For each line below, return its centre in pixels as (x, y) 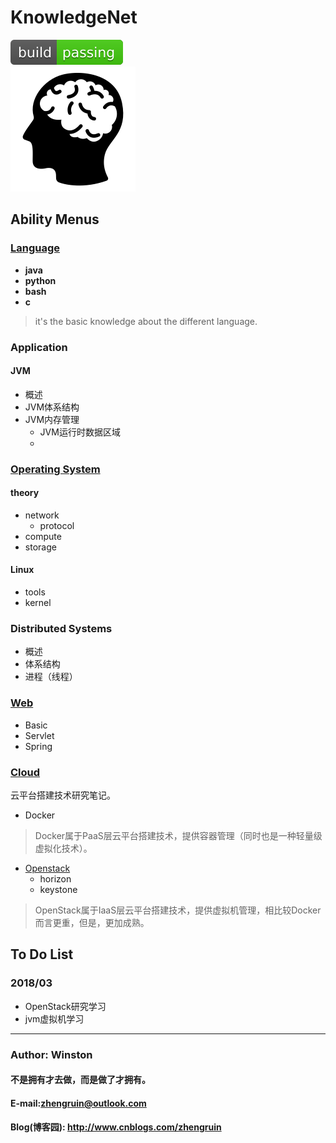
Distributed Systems (61, 628)
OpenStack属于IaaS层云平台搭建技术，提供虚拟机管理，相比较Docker (178, 910)
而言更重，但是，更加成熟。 (92, 922)
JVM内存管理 (52, 419)
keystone (58, 889)
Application (39, 347)
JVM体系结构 (52, 407)
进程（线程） (51, 677)
